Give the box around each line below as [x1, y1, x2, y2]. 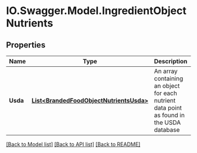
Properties [6, 40, 46, 50]
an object [154, 82, 180, 90]
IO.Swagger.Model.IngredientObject [6, 4, 186, 18]
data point [154, 104, 182, 112]
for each [154, 89, 178, 97]
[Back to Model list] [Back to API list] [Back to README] [6, 141, 141, 148]
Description [154, 57, 188, 65]
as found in [154, 111, 185, 119]
